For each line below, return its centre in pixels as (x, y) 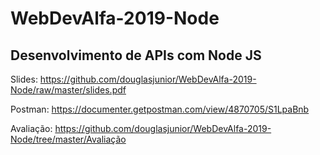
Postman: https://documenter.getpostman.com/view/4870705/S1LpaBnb (160, 109)
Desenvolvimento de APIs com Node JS (136, 55)
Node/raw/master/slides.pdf (68, 90)
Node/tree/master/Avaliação (68, 139)
